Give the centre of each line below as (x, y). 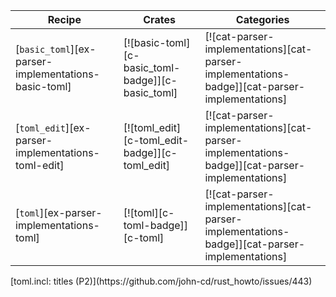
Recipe (64, 19)
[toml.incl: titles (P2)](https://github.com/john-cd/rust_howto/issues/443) (161, 281)
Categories (262, 19)
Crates (159, 19)
